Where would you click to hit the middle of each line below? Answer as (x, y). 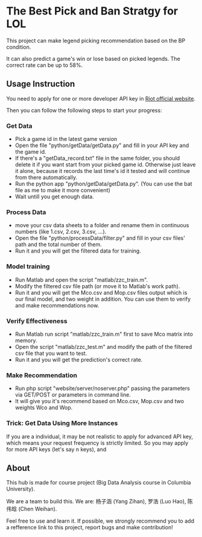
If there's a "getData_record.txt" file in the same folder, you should (97, 159)
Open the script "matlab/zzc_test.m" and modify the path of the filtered (103, 347)
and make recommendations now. (57, 305)
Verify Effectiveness (37, 321)
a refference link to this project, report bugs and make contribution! (90, 527)
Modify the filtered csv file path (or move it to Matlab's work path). (97, 286)
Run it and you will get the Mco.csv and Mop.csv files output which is (101, 292)
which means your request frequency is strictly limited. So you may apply (97, 443)
